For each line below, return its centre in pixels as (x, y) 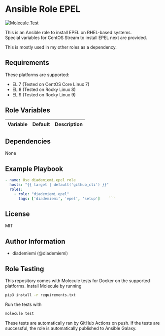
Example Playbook (34, 169)
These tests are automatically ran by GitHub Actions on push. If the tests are (82, 323)
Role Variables (28, 110)
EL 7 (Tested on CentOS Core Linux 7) (51, 84)
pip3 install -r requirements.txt (41, 295)
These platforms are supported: (37, 75)
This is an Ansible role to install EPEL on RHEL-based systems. (68, 32)
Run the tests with (23, 304)
